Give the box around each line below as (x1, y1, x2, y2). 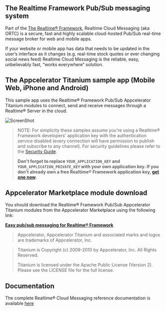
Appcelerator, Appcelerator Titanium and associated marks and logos (17, 232, 161, 238)
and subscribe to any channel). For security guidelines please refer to (17, 143, 161, 149)
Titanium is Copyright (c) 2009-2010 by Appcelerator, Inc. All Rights (17, 247, 157, 253)
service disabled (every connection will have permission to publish (17, 138, 155, 144)
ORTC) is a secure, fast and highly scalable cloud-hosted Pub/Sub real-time (5, 30, 161, 37)
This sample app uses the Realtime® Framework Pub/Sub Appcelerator (5, 97, 151, 103)
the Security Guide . (17, 148, 57, 154)
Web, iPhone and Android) (5, 84, 89, 92)
